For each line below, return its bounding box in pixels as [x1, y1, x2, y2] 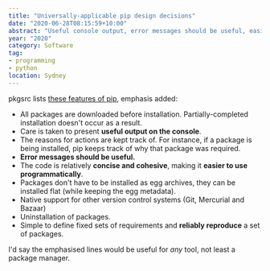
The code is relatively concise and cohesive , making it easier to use [19, 160, 247, 170]
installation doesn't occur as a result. [19, 117, 143, 127]
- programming [8, 57, 56, 65]
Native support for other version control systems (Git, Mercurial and [19, 195, 245, 204]
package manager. [8, 253, 71, 262]
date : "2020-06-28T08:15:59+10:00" [8, 19, 128, 27]
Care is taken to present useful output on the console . [19, 126, 202, 136]
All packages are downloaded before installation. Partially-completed [19, 109, 249, 119]
